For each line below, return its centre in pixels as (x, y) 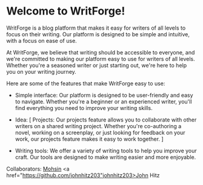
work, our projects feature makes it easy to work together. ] (89, 139)
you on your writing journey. (42, 71)
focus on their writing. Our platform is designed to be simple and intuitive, (98, 34)
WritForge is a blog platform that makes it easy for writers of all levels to (96, 28)
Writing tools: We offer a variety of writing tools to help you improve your (106, 151)
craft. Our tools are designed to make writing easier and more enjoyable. (105, 157)
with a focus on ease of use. (42, 41)
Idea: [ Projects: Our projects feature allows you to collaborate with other (106, 120)
